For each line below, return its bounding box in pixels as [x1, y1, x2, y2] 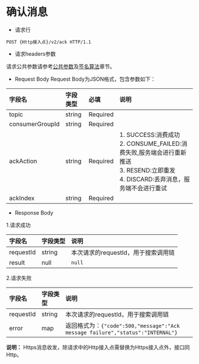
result [9, 258, 25, 267]
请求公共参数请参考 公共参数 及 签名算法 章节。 [6, 63, 115, 70]
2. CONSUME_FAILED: [119, 139, 182, 148]
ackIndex [9, 194, 35, 202]
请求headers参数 [14, 50, 56, 57]
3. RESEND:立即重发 [119, 166, 176, 174]
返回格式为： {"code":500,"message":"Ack [65, 321, 180, 330]
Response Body [14, 209, 53, 216]
